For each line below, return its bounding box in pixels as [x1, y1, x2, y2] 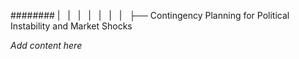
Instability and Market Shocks [10, 20, 133, 32]
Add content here [10, 40, 83, 51]
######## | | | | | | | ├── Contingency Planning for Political [10, 10, 290, 21]
